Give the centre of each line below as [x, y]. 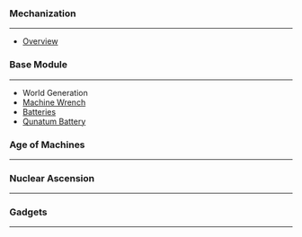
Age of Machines [47, 145]
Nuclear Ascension [52, 178]
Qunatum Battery [54, 121]
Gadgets [28, 212]
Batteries [39, 111]
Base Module [39, 65]
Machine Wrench [54, 102]
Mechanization [43, 13]
